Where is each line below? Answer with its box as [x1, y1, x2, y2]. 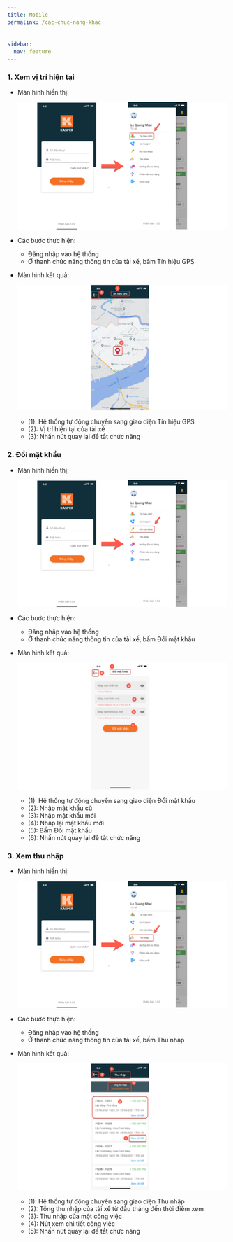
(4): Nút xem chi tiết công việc [27, 1220, 115, 1228]
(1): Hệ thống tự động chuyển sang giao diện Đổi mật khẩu [27, 796, 195, 804]
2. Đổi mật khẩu [7, 450, 61, 460]
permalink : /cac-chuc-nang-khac [7, 18, 101, 26]
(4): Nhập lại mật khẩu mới [27, 818, 105, 827]
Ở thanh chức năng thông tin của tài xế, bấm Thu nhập [27, 1036, 185, 1045]
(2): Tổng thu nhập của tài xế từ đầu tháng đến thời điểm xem [27, 1205, 204, 1213]
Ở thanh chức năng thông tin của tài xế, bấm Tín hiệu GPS [27, 257, 195, 265]
